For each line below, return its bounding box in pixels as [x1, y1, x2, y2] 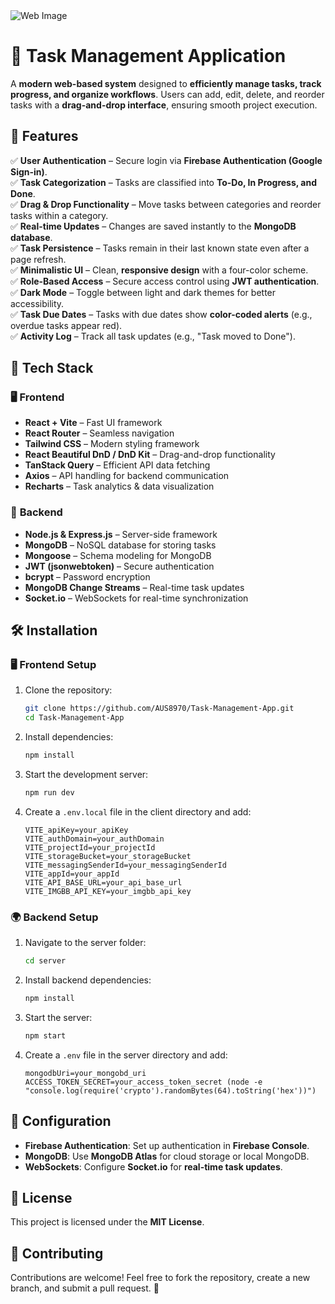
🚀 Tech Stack [10, 360, 94, 377]
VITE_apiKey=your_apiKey [24, 825, 129, 835]
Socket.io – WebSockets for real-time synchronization [24, 592, 249, 604]
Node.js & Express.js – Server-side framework [24, 528, 218, 540]
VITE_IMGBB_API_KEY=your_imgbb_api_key [24, 886, 192, 896]
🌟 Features [10, 128, 79, 145]
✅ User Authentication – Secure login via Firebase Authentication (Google [10, 154, 323, 166]
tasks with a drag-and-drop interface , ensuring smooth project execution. [10, 99, 318, 111]
